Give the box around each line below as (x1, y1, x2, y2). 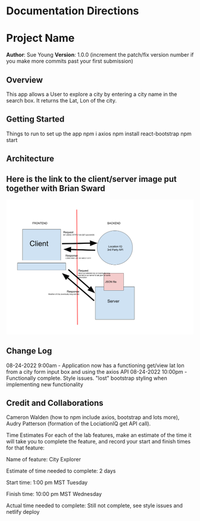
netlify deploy (6, 508, 40, 516)
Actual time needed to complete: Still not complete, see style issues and (6, 502, 183, 509)
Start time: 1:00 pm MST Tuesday (6, 479, 88, 486)
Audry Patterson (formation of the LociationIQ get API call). (6, 420, 151, 427)
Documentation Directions (6, 4, 139, 18)
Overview (6, 75, 43, 85)
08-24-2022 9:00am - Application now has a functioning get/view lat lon (6, 362, 185, 369)
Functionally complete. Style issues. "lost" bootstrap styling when (6, 374, 168, 382)
